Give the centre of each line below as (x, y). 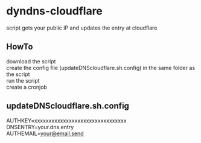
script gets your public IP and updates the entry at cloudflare (82, 28)
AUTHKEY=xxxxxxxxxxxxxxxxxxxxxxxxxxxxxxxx (66, 120)
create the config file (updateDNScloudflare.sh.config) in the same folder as (101, 68)
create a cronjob (27, 87)
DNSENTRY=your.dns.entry (40, 127)
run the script (23, 80)
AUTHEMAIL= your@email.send (45, 133)
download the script (31, 61)
